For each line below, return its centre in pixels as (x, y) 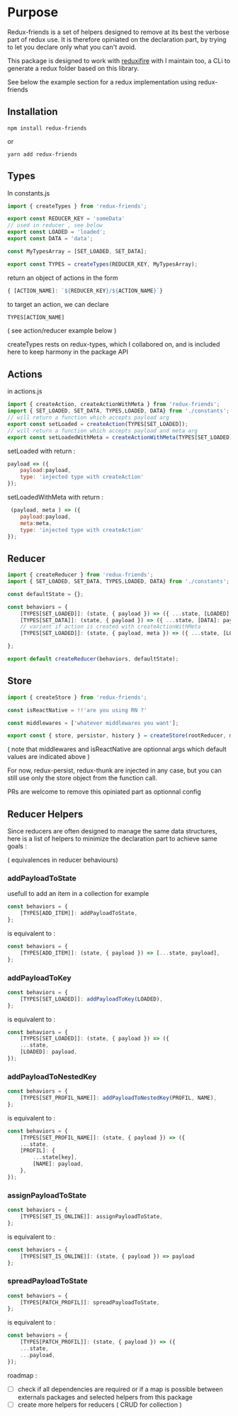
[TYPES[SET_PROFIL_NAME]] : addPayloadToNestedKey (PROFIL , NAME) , (119, 1098)
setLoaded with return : (41, 451)
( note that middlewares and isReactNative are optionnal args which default (117, 749)
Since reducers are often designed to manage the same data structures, (112, 831)
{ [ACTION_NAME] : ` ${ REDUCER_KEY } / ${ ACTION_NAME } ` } (85, 291)
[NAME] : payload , (58, 1164)
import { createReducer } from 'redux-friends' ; (80, 575)
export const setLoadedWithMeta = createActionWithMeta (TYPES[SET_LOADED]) (121, 437)
